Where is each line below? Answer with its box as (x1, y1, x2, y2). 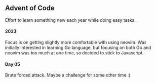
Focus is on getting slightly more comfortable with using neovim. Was (5, 40, 147, 45)
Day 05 (5, 61, 20, 67)
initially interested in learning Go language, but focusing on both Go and (5, 44, 152, 51)
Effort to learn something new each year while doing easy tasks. (5, 17, 136, 23)
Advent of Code (5, 4, 55, 12)
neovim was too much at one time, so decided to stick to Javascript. (5, 50, 144, 56)
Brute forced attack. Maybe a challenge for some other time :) (5, 72, 131, 78)
